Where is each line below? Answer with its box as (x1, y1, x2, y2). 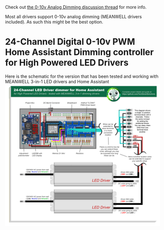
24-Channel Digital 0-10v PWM (5, 36, 135, 47)
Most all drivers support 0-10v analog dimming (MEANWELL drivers (5, 14, 142, 19)
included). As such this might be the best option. (5, 19, 104, 25)
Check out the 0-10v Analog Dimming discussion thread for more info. (5, 4, 147, 10)
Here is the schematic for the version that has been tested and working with (5, 73, 159, 79)
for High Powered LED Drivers (5, 57, 129, 68)
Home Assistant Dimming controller (5, 47, 154, 58)
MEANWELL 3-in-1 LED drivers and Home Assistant (5, 78, 109, 84)
